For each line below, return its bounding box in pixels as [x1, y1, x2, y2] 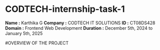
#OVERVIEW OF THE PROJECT [5, 40, 69, 46]
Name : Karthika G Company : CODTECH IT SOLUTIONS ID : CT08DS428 [5, 20, 156, 26]
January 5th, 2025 [5, 30, 43, 36]
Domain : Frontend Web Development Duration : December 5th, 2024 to [5, 25, 153, 31]
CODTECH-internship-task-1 [5, 3, 125, 15]
